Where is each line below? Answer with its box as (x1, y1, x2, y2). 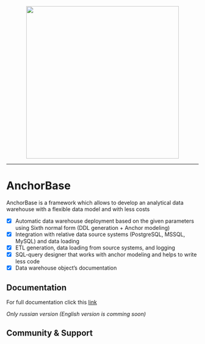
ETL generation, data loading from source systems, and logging (15, 244, 176, 251)
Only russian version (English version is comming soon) (6, 310, 146, 318)
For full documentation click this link (6, 299, 98, 306)
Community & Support (6, 328, 93, 339)
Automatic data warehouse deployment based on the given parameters (15, 217, 194, 224)
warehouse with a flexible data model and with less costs (6, 205, 150, 213)
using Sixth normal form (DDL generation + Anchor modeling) (15, 224, 170, 231)
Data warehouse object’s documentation (15, 264, 117, 271)
